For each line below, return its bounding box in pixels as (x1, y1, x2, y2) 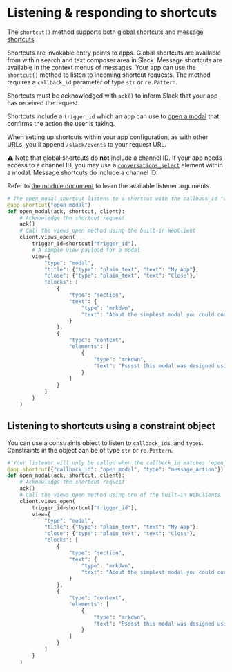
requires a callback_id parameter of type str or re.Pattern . (7, 78, 177, 86)
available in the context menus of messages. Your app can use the (7, 63, 197, 71)
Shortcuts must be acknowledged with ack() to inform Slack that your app (7, 91, 218, 100)
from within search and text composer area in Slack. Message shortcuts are (7, 55, 223, 64)
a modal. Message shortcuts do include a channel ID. (7, 168, 158, 176)
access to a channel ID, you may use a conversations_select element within (7, 161, 223, 169)
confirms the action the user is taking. (7, 119, 115, 127)
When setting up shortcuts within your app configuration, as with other (7, 133, 209, 141)
